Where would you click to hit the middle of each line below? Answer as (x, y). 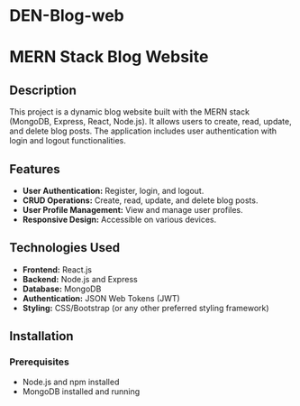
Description (43, 90)
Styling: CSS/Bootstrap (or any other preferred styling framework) (145, 308)
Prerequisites (39, 362)
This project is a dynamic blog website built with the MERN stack (130, 112)
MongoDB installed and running (81, 391)
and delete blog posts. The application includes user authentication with (143, 131)
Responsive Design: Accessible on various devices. (119, 219)
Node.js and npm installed (71, 382)
